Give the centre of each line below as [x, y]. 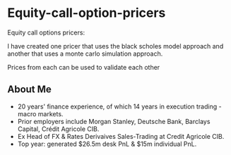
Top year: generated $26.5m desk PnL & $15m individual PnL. [107, 144]
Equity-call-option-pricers [87, 13]
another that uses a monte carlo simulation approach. [85, 54]
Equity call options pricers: [46, 32]
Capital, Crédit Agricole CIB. [58, 129]
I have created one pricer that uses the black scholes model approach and [115, 46]
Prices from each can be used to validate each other [84, 67]
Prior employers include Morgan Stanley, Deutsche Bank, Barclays [114, 121]
